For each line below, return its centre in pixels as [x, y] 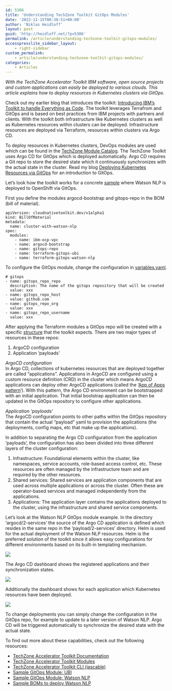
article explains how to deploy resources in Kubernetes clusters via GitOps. [85, 93]
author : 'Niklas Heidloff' [34, 24]
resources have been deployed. [39, 595]
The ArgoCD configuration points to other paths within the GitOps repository [86, 417]
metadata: [16, 222]
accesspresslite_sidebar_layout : [41, 44]
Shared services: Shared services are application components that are [87, 480]
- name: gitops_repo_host [33, 295]
